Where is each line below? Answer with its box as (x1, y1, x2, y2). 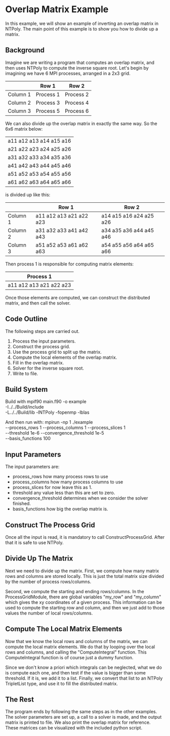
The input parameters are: (5, 464, 60, 470)
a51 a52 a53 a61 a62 (35, 241, 89, 249)
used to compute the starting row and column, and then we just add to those (5, 604, 165, 610)
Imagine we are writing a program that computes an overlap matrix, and (5, 59, 154, 66)
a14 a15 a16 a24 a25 (101, 212, 154, 219)
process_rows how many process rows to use (12, 474, 108, 480)
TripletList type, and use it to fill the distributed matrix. (5, 680, 118, 687)
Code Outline (5, 315, 48, 323)
